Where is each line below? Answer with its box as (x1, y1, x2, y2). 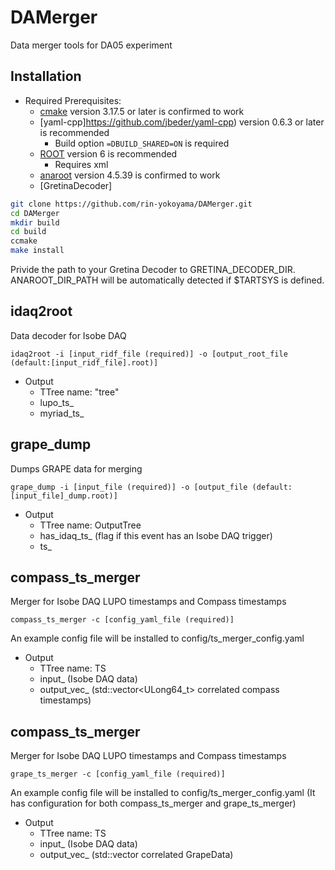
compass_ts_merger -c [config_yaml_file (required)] (10, 615, 235, 625)
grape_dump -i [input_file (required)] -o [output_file (10, 482, 248, 492)
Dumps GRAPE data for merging (10, 462, 143, 475)
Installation (10, 68, 82, 85)
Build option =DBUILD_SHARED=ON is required (54, 137, 230, 149)
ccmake (10, 236, 38, 246)
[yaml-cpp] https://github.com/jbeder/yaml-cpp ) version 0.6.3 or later (39, 116, 325, 128)
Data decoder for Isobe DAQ (10, 329, 127, 341)
